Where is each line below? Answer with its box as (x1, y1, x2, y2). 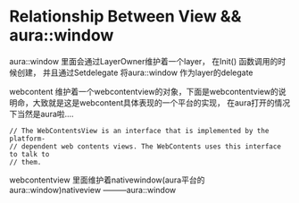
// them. (9, 157, 42, 166)
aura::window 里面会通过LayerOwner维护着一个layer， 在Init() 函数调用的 (9, 55, 278, 66)
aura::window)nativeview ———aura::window (9, 184, 177, 195)
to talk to (9, 149, 50, 158)
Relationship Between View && (9, 6, 242, 27)
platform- (9, 134, 46, 143)
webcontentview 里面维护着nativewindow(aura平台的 (9, 174, 205, 185)
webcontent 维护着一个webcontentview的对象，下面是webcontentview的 (9, 86, 278, 97)
